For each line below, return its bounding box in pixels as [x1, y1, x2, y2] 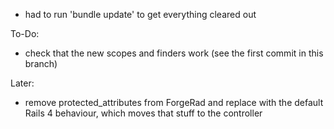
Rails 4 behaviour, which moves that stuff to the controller [24, 107, 263, 119]
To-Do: [10, 28, 40, 39]
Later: [10, 77, 35, 89]
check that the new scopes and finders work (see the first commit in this [24, 47, 324, 59]
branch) [24, 58, 58, 69]
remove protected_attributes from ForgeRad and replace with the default [24, 97, 324, 108]
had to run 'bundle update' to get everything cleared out [24, 9, 257, 20]
